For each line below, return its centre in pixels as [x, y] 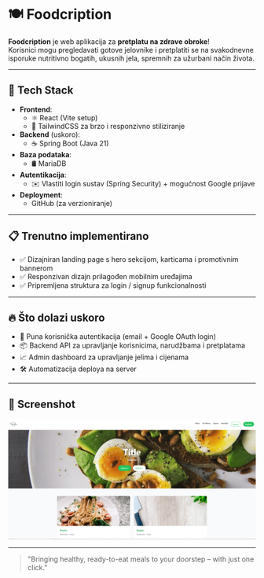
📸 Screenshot [42, 404]
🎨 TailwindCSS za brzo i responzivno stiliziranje [108, 126]
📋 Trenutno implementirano [79, 236]
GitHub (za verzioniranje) [71, 203]
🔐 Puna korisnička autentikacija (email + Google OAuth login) [117, 337]
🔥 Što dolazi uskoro [57, 317]
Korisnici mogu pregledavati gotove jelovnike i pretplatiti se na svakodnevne [131, 50]
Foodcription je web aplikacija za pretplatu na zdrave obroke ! [109, 41]
